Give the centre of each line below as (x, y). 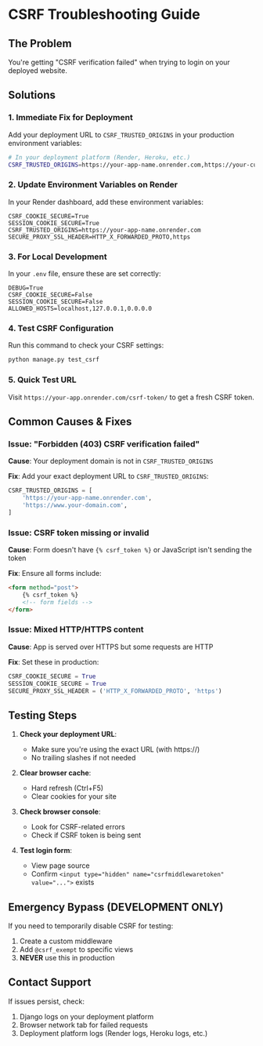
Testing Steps (43, 715)
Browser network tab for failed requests (84, 1025)
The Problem (40, 44)
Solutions (32, 95)
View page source (60, 866)
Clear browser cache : (55, 773)
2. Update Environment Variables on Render (93, 184)
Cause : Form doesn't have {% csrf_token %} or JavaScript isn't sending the (130, 549)
